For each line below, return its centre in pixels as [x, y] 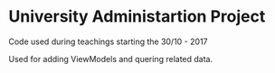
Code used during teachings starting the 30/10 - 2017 [108, 41]
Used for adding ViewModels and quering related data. [111, 59]
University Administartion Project [137, 17]
